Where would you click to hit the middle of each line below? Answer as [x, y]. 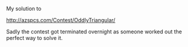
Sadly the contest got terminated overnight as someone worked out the [94, 32]
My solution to [24, 9]
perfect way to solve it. [34, 38]
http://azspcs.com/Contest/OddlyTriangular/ [61, 20]
